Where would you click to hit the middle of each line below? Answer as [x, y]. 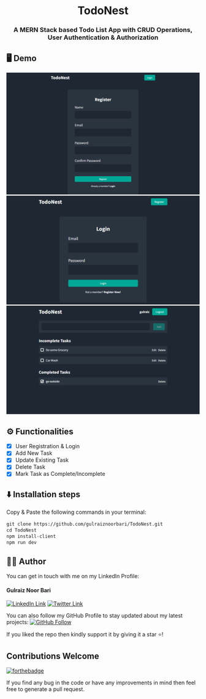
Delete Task [30, 467]
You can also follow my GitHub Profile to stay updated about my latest [94, 616]
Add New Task [34, 453]
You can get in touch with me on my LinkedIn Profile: [73, 576]
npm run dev [21, 543]
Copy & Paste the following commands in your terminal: [76, 512]
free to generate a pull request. [45, 689]
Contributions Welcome [53, 656]
